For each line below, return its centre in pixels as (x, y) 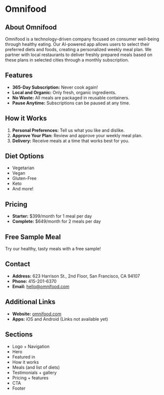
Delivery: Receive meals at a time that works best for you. (71, 141)
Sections (19, 335)
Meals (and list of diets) (36, 367)
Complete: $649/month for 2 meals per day (57, 221)
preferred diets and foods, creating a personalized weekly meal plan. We (78, 49)
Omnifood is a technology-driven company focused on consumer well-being (82, 39)
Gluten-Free (24, 179)
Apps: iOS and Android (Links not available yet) (60, 319)
